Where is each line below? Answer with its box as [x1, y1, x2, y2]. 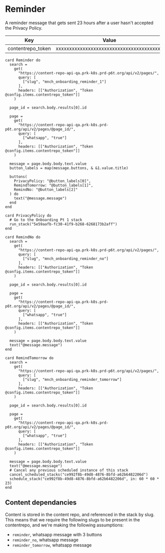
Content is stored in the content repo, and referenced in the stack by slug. [5, 512, 155, 517]
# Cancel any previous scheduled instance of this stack [9, 468, 129, 473]
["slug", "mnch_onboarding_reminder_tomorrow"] [23, 377, 122, 382]
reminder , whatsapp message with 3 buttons [12, 531, 102, 537]
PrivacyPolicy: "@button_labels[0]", [14, 179, 91, 184]
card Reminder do [5, 58, 41, 63]
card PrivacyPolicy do [5, 213, 52, 218]
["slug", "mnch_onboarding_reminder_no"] [23, 256, 109, 261]
